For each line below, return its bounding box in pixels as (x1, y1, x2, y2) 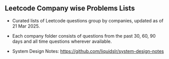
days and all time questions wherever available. (12, 38, 112, 44)
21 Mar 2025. (12, 23, 40, 29)
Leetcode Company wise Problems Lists (5, 4, 135, 13)
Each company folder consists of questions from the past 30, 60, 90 (12, 33, 156, 39)
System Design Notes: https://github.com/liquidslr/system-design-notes (12, 48, 164, 54)
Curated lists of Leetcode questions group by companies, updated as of (12, 17, 164, 23)
